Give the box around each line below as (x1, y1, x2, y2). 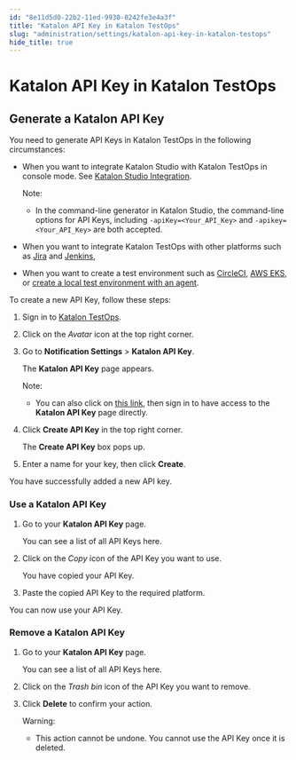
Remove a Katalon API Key (9, 627, 126, 639)
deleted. (35, 742, 66, 753)
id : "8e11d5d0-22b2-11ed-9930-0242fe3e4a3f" (9, 12, 176, 22)
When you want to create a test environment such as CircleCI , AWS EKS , (21, 268, 288, 279)
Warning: (21, 716, 56, 726)
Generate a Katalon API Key (9, 111, 165, 126)
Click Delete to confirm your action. (21, 698, 153, 709)
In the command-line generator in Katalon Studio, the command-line (35, 205, 284, 216)
